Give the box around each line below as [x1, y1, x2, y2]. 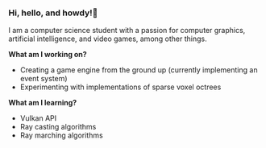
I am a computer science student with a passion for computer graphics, [8, 26, 246, 35]
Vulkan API [19, 113, 57, 123]
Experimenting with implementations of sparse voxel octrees [19, 82, 222, 92]
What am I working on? [8, 50, 87, 60]
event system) [19, 74, 68, 84]
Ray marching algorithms [19, 130, 103, 140]
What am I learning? [8, 98, 77, 108]
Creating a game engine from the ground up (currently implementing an [19, 65, 258, 75]
